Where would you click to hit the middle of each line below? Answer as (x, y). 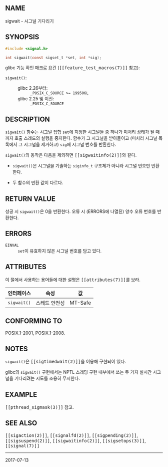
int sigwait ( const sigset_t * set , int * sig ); (53, 58)
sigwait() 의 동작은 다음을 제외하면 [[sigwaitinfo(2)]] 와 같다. (71, 155)
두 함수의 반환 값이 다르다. (38, 183)
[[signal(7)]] (22, 446)
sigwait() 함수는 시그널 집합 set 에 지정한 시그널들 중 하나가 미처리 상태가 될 (80, 132)
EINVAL (12, 245)
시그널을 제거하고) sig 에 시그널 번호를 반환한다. (70, 144)
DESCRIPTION (27, 119)
